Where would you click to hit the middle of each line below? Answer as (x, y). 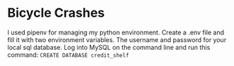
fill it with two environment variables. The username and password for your (117, 39)
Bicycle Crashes (56, 13)
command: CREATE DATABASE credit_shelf (68, 55)
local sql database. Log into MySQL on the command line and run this (109, 47)
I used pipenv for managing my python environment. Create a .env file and (116, 32)
